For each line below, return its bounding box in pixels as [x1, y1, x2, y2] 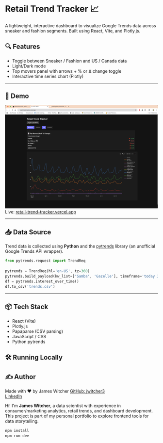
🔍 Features [5, 43, 40, 51]
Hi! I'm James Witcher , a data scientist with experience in [5, 403, 121, 409]
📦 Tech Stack [5, 303, 49, 311]
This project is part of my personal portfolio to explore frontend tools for [5, 413, 149, 419]
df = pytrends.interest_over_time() [5, 279, 79, 284]
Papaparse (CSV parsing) [12, 328, 63, 334]
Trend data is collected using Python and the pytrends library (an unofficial [5, 243, 155, 249]
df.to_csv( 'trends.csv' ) [5, 284, 55, 289]
